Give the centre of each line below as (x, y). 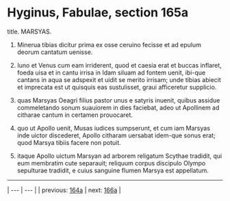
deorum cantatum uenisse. (55, 52)
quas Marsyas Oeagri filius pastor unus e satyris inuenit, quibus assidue (118, 100)
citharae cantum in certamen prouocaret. (75, 115)
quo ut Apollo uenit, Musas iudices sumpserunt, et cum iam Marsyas (114, 128)
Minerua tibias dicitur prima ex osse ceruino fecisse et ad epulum (109, 44)
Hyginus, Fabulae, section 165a (98, 13)
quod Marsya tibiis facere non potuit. (69, 142)
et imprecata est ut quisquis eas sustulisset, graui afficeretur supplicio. (117, 87)
